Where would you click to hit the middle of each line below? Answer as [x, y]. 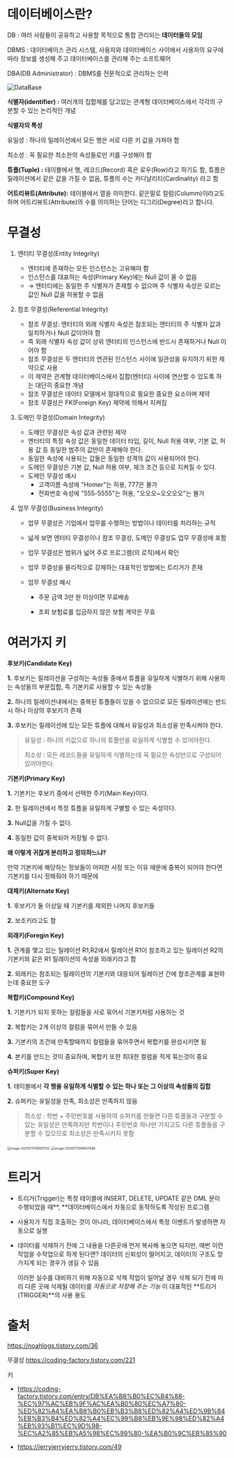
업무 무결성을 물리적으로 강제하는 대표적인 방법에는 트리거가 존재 [115, 567]
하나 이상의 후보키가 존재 [48, 710]
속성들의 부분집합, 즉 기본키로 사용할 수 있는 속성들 [83, 686]
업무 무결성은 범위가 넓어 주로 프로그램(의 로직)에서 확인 [103, 553]
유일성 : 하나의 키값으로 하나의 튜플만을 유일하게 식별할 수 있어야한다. [118, 739]
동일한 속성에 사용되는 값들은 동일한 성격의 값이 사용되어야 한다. [114, 458]
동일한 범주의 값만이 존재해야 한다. [96, 449]
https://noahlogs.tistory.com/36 [53, 1345]
